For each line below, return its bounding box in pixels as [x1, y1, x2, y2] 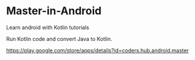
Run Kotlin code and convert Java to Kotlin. [6, 35, 112, 42]
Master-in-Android [6, 4, 102, 18]
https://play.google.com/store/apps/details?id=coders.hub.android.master [6, 46, 189, 54]
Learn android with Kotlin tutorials [6, 24, 90, 31]
